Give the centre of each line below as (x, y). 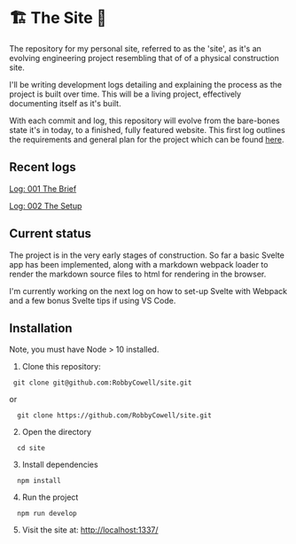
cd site (31, 448)
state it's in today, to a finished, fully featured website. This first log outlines (147, 129)
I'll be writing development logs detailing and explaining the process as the (145, 84)
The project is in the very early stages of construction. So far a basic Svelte (147, 255)
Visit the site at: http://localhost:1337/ (90, 530)
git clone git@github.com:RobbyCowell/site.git (102, 383)
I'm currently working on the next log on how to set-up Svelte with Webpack (148, 291)
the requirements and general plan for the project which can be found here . (147, 139)
